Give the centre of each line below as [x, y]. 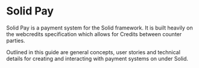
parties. [16, 40]
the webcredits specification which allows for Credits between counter [94, 34]
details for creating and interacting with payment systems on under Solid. [97, 58]
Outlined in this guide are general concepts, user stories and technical [93, 52]
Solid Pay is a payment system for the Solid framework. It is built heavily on [99, 28]
